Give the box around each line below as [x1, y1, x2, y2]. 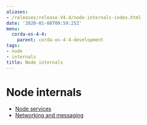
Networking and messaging [14, 112, 84, 119]
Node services [14, 105, 52, 112]
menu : [6, 25, 20, 32]
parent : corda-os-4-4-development [17, 37, 104, 43]
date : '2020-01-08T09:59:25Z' [6, 20, 83, 26]
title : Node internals [6, 59, 63, 65]
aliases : [6, 8, 28, 15]
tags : [6, 43, 20, 49]
